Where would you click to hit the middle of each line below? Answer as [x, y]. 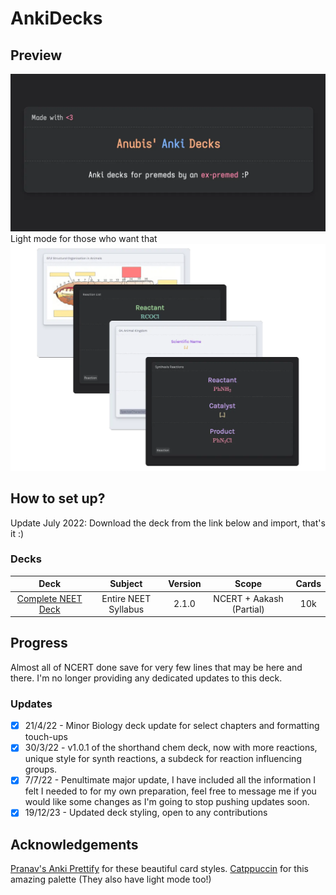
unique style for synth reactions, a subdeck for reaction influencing [163, 759]
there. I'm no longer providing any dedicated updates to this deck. [146, 678]
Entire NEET [126, 598]
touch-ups [46, 737]
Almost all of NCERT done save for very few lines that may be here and [156, 667]
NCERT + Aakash [248, 598]
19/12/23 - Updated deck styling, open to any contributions [146, 813]
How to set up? [58, 498]
